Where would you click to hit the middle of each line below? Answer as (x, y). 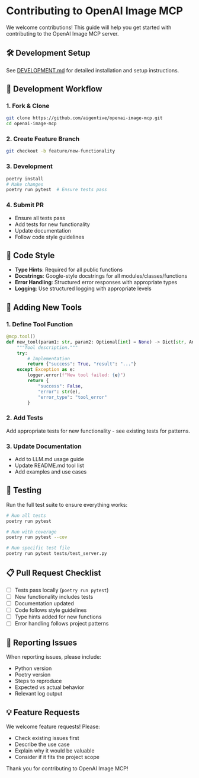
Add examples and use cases (51, 472)
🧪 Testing (24, 490)
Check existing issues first (47, 738)
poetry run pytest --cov (37, 537)
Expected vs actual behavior (49, 687)
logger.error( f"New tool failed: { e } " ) (77, 375)
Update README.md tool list (49, 466)
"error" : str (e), (59, 392)
